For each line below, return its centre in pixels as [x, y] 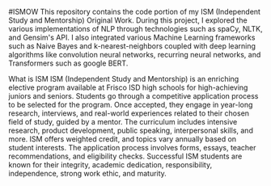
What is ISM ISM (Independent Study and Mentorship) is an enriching [124, 79]
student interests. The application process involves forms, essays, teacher [132, 148]
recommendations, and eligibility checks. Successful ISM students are [125, 156]
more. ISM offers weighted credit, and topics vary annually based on [123, 139]
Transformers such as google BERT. [68, 63]
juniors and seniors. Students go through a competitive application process [133, 96]
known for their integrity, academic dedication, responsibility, [110, 165]
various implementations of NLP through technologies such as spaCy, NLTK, [135, 29]
